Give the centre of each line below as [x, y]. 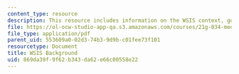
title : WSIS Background [43, 54]
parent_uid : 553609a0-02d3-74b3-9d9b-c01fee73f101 [84, 40]
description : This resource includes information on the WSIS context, [116, 20]
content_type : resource [43, 14]
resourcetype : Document [43, 47]
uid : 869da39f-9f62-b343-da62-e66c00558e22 [73, 60]
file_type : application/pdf [49, 33]
